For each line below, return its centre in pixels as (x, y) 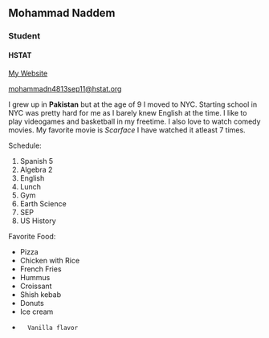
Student (24, 36)
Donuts (32, 303)
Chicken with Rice (50, 260)
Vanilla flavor (53, 328)
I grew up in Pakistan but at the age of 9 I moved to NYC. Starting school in (133, 104)
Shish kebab (41, 294)
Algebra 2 (36, 169)
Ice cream (37, 312)
